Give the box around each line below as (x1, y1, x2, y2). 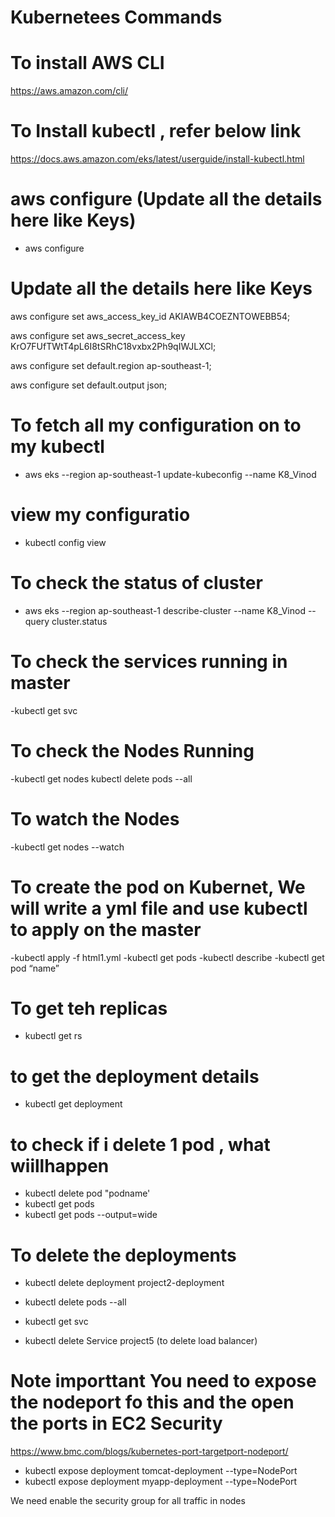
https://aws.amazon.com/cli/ (10, 85, 129, 97)
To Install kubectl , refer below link (10, 120, 302, 143)
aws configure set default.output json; (10, 379, 168, 391)
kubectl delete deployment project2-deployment (24, 1277, 225, 1289)
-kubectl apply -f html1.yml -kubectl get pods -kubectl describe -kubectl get (10, 951, 325, 963)
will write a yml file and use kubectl (10, 897, 308, 920)
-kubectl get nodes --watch (10, 841, 125, 853)
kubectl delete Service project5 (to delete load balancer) (24, 1335, 258, 1347)
